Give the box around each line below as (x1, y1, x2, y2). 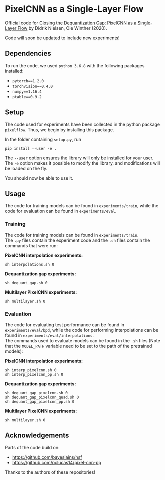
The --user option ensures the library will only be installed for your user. (5, 155, 154, 161)
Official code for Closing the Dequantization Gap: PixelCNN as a (5, 20, 137, 26)
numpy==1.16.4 (12, 89, 42, 94)
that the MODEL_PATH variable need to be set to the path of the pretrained (5, 343, 152, 349)
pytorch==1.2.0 (12, 78, 44, 83)
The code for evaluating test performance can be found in (5, 321, 125, 328)
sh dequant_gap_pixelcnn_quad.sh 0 (5, 395, 79, 400)
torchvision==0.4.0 (12, 84, 53, 89)
